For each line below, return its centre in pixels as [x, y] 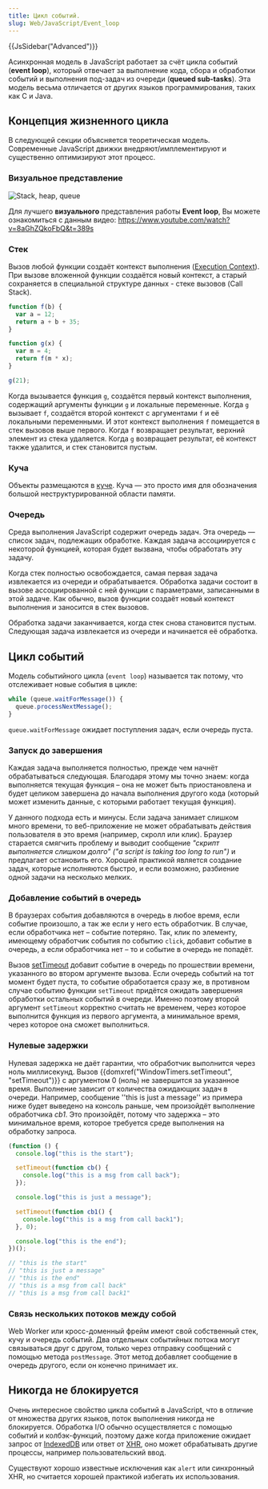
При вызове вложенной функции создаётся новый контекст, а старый [128, 275]
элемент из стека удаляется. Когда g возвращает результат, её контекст [132, 438]
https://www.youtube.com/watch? [174, 220]
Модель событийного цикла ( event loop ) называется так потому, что [126, 676]
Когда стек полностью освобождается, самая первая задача [113, 573]
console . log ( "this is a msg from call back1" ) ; [103, 1219]
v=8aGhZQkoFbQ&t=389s [51, 228]
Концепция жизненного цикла [89, 121]
